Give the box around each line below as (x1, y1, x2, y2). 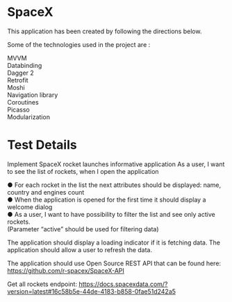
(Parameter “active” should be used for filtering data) (7, 224, 159, 233)
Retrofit (7, 75, 29, 84)
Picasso (7, 105, 30, 114)
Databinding (7, 61, 42, 69)
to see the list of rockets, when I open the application (7, 167, 159, 175)
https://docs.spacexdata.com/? (78, 280, 168, 288)
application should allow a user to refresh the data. (7, 245, 153, 254)
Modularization (7, 112, 51, 121)
